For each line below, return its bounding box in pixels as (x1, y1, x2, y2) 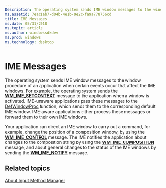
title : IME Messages (5, 16, 48, 21)
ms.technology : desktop (5, 40, 54, 45)
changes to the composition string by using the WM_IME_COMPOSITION (5, 139, 155, 145)
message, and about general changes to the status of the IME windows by (5, 144, 157, 150)
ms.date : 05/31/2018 (5, 21, 48, 26)
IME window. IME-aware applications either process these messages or (5, 108, 151, 114)
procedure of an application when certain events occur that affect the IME (5, 82, 156, 88)
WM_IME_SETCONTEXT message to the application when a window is (5, 93, 150, 99)
